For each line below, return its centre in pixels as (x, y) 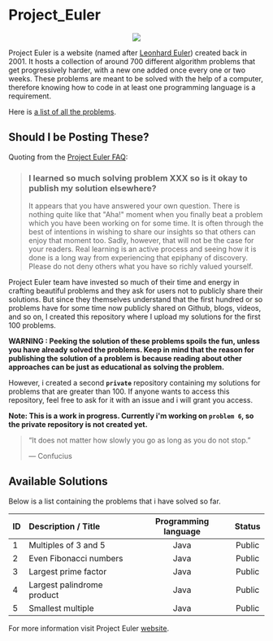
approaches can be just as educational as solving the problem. (117, 367)
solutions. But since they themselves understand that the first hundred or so (136, 299)
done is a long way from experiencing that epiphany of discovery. (138, 258)
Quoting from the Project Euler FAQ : (68, 157)
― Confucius (50, 456)
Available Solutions (58, 482)
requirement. (30, 96)
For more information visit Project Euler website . (89, 628)
